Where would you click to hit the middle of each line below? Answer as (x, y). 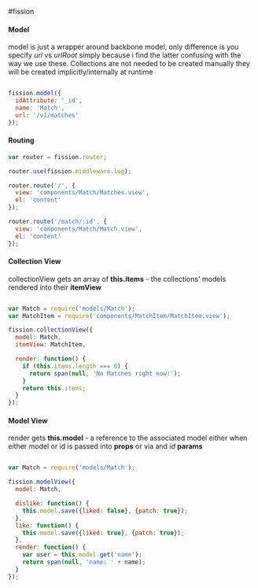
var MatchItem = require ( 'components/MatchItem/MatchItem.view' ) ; (119, 316)
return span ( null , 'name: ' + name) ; (84, 562)
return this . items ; (54, 388)
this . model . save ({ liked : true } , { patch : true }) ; (103, 533)
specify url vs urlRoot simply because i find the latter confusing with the (125, 55)
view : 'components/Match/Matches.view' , (82, 193)
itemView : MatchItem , (51, 345)
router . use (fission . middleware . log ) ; (70, 171)
